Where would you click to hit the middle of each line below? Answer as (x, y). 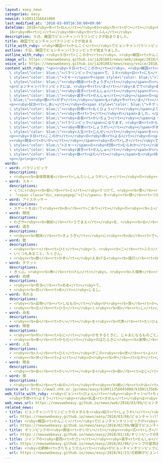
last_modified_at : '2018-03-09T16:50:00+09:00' (54, 23)
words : (12, 163)
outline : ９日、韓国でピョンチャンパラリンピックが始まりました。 (64, 50)
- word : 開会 (17, 362)
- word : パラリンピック (26, 168)
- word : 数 (16, 240)
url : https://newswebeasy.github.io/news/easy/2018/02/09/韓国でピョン (81, 426)
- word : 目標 (17, 276)
